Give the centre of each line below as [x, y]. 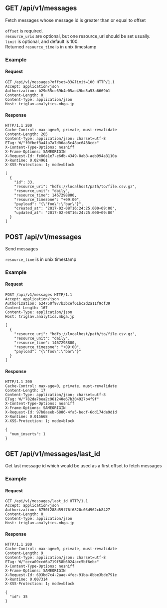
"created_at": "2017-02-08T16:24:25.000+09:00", [66, 208]
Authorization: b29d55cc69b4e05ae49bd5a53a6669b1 [58, 91]
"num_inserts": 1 [28, 434]
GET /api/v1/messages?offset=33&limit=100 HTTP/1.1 [60, 82]
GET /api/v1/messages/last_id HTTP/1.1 [47, 501]
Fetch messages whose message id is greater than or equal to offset [76, 20]
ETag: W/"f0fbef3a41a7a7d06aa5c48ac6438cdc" [52, 143]
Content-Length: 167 [27, 308]
